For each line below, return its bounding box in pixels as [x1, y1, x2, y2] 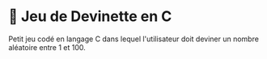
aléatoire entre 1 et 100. [8, 42, 87, 52]
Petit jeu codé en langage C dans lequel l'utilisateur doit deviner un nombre [8, 34, 259, 44]
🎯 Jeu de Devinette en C [8, 7, 172, 26]
